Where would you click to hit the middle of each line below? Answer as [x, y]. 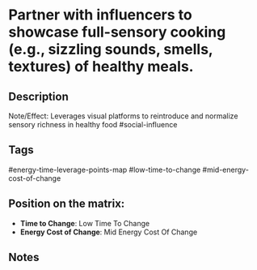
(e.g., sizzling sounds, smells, [111, 49]
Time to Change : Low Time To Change [85, 223]
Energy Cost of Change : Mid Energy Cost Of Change [109, 232]
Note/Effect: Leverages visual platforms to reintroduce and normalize [123, 116]
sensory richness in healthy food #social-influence [93, 124]
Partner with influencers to [100, 15]
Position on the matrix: [67, 204]
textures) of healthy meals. [101, 67]
